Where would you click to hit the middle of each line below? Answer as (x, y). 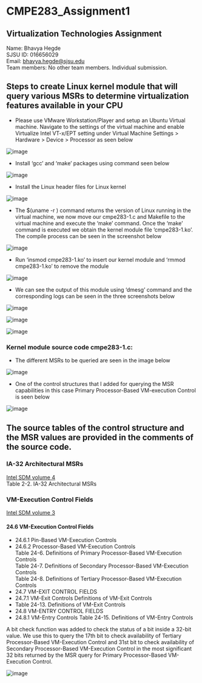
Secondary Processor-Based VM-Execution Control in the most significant (99, 649)
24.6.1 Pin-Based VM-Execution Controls (66, 540)
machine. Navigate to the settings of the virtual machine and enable (99, 126)
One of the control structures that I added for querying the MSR (94, 384)
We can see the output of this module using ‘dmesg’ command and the (103, 289)
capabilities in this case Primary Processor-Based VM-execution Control (105, 391)
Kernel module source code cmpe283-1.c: (70, 347)
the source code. (39, 447)
